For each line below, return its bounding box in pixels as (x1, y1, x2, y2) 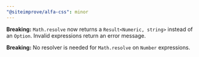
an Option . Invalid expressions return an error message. (6, 32, 147, 39)
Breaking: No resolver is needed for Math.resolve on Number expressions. (6, 44, 190, 51)
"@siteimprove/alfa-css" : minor (6, 8, 89, 15)
